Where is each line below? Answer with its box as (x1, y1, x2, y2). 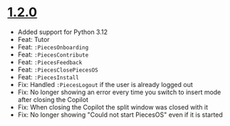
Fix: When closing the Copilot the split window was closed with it (17, 103, 209, 111)
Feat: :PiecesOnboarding (17, 42, 89, 51)
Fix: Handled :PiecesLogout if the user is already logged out (17, 80, 194, 88)
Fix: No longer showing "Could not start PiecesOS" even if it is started (17, 110, 223, 119)
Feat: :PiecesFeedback (17, 57, 83, 66)
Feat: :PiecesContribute (17, 50, 89, 59)
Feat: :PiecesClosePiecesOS (17, 65, 98, 74)
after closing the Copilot (17, 95, 89, 103)
